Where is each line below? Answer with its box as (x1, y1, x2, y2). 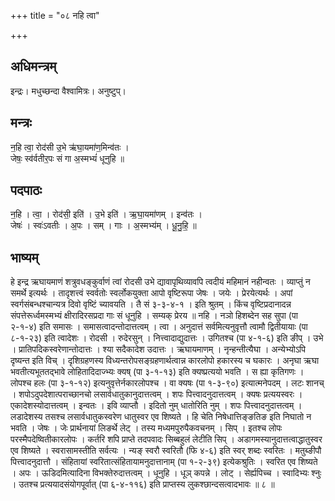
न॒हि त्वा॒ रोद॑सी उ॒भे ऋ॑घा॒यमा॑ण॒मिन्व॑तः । (10, 141, 130, 153)
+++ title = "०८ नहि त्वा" (10, 10, 100, 21)
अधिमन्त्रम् (10, 58, 57, 75)
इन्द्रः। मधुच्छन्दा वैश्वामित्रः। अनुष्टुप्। (10, 85, 127, 97)
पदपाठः (10, 182, 43, 199)
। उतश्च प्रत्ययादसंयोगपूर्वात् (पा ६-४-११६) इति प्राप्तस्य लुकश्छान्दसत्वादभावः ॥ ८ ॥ (10, 478, 275, 490)
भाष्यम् (10, 249, 39, 266)
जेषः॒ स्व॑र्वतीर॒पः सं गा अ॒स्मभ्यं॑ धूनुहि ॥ (10, 152, 125, 164)
